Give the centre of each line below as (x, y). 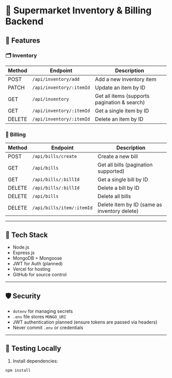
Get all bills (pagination (125, 165)
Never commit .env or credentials (48, 327)
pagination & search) (120, 102)
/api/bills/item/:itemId (63, 208)
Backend (24, 21)
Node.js (21, 247)
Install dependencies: (35, 361)
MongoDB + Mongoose (37, 258)
